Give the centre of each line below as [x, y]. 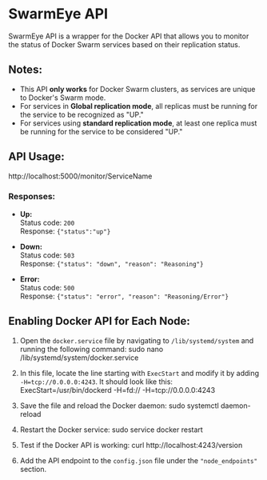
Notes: [25, 70]
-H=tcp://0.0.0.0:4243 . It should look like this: [96, 382]
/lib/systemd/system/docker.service [79, 358]
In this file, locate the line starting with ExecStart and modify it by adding [139, 373]
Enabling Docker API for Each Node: [99, 321]
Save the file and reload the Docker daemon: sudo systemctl [120, 406]
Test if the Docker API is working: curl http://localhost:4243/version [131, 445]
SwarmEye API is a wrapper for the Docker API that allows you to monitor [129, 36]
